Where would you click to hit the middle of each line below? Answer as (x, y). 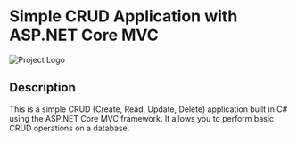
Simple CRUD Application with (124, 16)
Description (42, 87)
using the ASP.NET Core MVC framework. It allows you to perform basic (142, 118)
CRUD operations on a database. (70, 128)
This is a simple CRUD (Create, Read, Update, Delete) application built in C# (148, 109)
